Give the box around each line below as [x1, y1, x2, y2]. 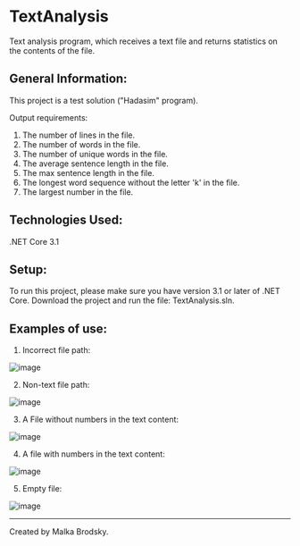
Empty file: [21, 483, 62, 494]
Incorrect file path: [21, 345, 91, 356]
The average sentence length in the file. [21, 158, 170, 169]
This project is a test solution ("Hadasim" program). [9, 95, 199, 105]
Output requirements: [9, 112, 88, 122]
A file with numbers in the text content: [21, 449, 165, 459]
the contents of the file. [9, 45, 96, 55]
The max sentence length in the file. [21, 167, 154, 178]
